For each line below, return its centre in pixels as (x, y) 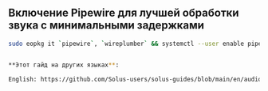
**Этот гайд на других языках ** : (64, 65)
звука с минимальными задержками (106, 26)
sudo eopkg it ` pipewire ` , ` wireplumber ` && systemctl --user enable (126, 44)
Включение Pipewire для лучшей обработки (124, 13)
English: (23, 79)
